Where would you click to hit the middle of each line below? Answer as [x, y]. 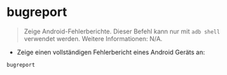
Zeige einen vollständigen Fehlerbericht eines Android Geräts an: [111, 52]
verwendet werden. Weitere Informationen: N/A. [93, 38]
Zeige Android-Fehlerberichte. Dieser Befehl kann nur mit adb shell [122, 31]
